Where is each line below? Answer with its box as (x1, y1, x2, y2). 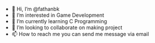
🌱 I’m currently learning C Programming (11, 18, 107, 24)
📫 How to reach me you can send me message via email (11, 31, 149, 37)
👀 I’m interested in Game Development (11, 12, 104, 19)
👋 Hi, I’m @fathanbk (11, 6, 60, 12)
